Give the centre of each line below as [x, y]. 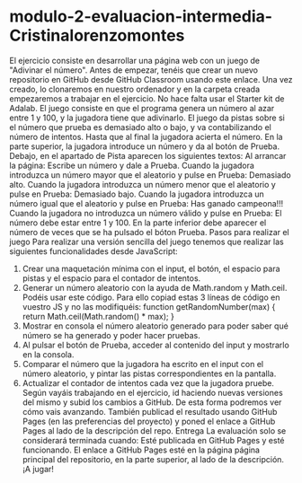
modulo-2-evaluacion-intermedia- [141, 17]
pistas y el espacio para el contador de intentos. [111, 278]
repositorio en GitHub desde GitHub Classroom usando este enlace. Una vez [151, 79]
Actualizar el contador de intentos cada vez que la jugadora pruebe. [148, 382]
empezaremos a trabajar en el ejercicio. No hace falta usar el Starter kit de [147, 98]
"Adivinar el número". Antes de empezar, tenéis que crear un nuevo [134, 70]
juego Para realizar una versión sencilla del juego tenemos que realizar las [147, 241]
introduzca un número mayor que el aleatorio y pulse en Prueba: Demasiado [150, 175]
